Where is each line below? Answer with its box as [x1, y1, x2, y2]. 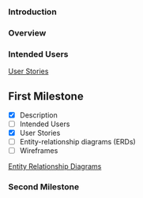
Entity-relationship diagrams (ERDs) [19, 137, 136, 147]
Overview [8, 27, 47, 38]
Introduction [8, 6, 57, 17]
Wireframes [19, 146, 58, 155]
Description [19, 110, 58, 120]
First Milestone [8, 89, 85, 103]
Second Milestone [8, 181, 80, 192]
